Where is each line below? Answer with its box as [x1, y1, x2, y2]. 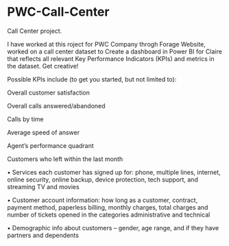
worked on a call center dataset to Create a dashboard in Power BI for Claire [7, 47, 223, 56]
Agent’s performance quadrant [7, 141, 94, 149]
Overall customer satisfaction [7, 88, 91, 97]
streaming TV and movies [7, 182, 80, 190]
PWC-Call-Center [7, 4, 110, 20]
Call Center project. [7, 27, 62, 35]
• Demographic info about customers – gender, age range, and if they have [7, 223, 219, 232]
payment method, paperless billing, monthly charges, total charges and [7, 203, 208, 211]
